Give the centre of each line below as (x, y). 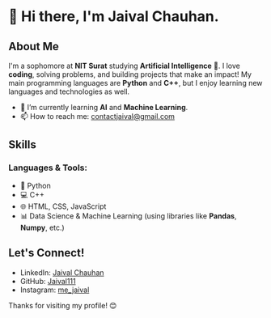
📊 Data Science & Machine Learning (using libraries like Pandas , (128, 216)
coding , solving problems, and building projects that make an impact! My (130, 74)
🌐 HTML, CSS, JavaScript (63, 206)
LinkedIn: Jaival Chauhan (62, 272)
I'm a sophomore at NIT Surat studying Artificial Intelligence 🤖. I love (124, 66)
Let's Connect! (47, 253)
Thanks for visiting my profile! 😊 (63, 305)
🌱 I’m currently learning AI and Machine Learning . (104, 107)
